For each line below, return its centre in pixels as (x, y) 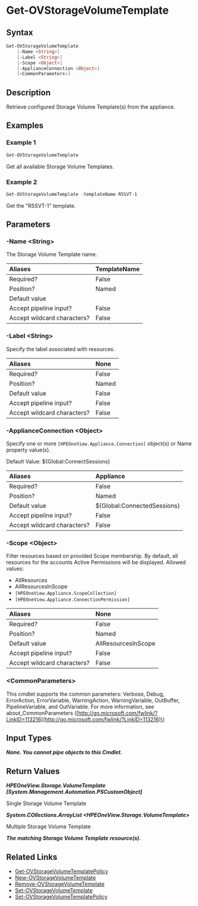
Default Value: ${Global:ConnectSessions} (58, 462)
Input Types (29, 738)
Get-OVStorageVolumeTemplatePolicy (61, 871)
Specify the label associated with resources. (61, 349)
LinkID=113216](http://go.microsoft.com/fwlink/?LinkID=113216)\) (86, 719)
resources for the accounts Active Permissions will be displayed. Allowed (96, 563)
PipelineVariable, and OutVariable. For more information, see (80, 707)
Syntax (20, 33)
